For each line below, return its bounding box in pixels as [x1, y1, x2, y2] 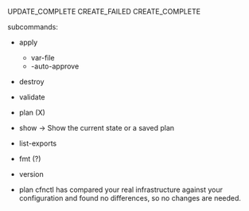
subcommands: [7, 22, 59, 31]
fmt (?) [18, 154, 41, 163]
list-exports [18, 139, 57, 148]
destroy [18, 77, 45, 86]
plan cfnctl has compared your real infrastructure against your [18, 185, 224, 194]
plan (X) [18, 107, 45, 117]
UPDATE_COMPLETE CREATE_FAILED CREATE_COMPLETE [7, 7, 200, 16]
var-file [30, 53, 55, 62]
